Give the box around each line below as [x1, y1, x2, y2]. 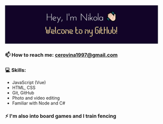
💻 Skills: [5, 67, 26, 73]
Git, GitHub [12, 90, 34, 96]
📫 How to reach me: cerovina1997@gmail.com [5, 52, 118, 58]
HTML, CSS [12, 85, 35, 90]
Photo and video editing [12, 95, 60, 101]
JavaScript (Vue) [12, 80, 46, 86]
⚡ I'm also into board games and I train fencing [5, 113, 116, 120]
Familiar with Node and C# [12, 100, 65, 106]
